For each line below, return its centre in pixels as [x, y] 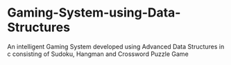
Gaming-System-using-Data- [94, 13]
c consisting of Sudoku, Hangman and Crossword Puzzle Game [98, 54]
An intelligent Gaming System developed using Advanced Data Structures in [116, 46]
